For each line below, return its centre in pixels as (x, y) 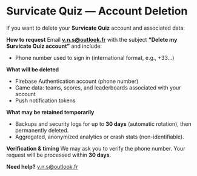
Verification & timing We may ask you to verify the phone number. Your (96, 148)
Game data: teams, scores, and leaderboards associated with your (98, 87)
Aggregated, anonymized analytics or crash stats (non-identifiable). (99, 137)
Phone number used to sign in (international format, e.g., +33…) (95, 57)
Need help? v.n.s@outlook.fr (42, 166)
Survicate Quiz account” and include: (54, 46)
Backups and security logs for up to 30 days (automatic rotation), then (103, 124)
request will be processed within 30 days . (59, 155)
